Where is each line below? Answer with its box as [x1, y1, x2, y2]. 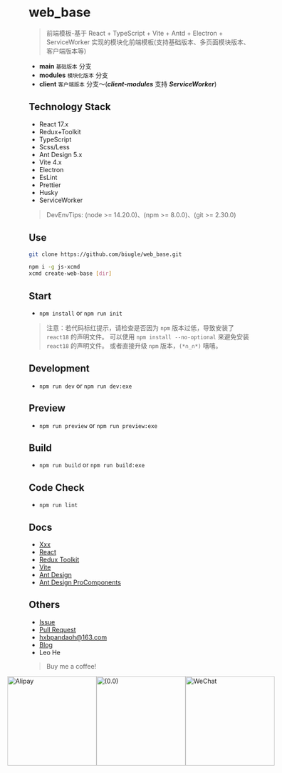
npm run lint [38, 502, 78, 509]
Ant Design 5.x [38, 150, 83, 159]
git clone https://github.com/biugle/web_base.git [28, 251, 182, 258]
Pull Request [38, 625, 76, 634]
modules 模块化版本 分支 [38, 71, 109, 79]
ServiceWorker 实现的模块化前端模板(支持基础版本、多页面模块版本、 [46, 37, 250, 46]
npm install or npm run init [38, 309, 122, 317]
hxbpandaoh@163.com [38, 633, 108, 642]
